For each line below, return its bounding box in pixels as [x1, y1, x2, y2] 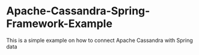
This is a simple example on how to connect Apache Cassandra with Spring [6, 36, 194, 44]
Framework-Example [6, 17, 113, 30]
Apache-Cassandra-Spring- [6, 4, 150, 18]
